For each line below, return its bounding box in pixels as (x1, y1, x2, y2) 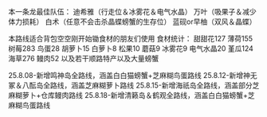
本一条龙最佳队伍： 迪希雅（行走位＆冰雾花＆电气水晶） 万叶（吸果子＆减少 (8, 7, 257, 16)
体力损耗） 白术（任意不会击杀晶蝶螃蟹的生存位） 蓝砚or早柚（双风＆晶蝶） (8, 17, 257, 26)
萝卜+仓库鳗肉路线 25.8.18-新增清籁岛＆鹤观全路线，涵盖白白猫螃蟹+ (22, 91, 249, 99)
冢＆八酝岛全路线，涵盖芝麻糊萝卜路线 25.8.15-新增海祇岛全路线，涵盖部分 (8, 80, 253, 90)
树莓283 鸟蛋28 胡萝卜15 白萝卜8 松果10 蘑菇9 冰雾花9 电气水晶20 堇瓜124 (8, 44, 253, 53)
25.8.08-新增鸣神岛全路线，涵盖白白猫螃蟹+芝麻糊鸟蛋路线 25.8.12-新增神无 (8, 71, 257, 80)
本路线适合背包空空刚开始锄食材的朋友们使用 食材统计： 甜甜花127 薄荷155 (8, 34, 253, 43)
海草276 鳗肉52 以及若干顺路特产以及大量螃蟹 (8, 54, 159, 63)
